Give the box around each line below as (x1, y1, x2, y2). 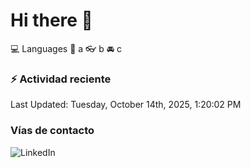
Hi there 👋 (10, 9, 93, 32)
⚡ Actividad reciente (10, 72, 112, 86)
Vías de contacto (10, 124, 95, 138)
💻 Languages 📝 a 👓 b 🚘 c (10, 42, 123, 54)
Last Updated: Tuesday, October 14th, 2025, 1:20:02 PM (10, 99, 242, 111)
